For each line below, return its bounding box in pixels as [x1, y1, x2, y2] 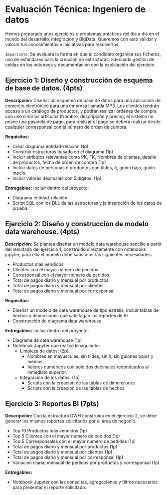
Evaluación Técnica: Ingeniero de [5, 4, 146, 15]
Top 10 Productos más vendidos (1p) [12, 428, 87, 434]
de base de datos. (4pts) [5, 84, 83, 93]
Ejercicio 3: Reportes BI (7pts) [5, 399, 99, 408]
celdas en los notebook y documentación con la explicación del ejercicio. [5, 62, 156, 68]
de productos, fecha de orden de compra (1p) [12, 159, 106, 165]
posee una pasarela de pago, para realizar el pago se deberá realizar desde [5, 119, 161, 125]
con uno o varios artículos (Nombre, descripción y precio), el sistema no [5, 113, 154, 119]
